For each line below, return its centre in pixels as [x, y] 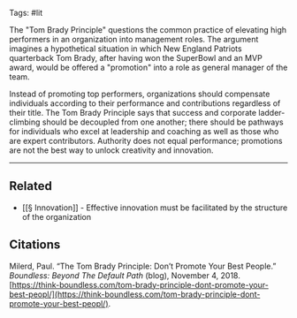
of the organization [57, 216]
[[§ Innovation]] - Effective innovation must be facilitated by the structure [155, 208]
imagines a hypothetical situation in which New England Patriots [126, 49]
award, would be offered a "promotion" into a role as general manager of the [148, 67]
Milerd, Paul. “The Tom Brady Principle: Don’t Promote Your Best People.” [143, 266]
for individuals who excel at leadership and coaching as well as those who [144, 131]
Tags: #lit [26, 13]
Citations [35, 245]
